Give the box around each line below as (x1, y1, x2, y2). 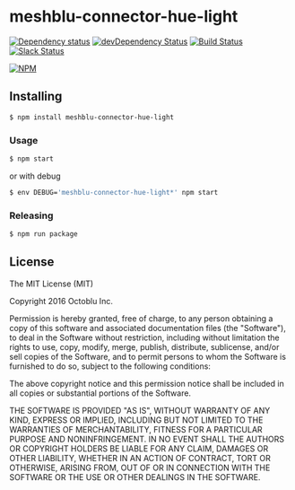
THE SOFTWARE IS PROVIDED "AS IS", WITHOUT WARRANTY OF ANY (9, 405, 271, 416)
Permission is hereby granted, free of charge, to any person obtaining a (9, 312, 273, 324)
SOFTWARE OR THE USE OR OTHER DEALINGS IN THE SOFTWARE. (9, 471, 261, 482)
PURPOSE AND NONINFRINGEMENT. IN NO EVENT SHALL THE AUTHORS (9, 433, 285, 444)
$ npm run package (9, 229, 78, 239)
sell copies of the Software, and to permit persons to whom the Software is (9, 351, 287, 362)
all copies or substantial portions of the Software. (9, 388, 191, 398)
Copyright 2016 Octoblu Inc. (9, 295, 114, 306)
